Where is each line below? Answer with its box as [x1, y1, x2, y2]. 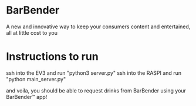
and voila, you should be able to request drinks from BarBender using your [6, 87, 187, 94]
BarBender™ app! [6, 93, 48, 100]
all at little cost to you [6, 29, 58, 36]
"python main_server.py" [6, 75, 66, 82]
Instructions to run [6, 50, 99, 64]
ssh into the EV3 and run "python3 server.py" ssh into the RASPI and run [6, 69, 182, 77]
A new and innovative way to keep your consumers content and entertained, [6, 23, 191, 30]
